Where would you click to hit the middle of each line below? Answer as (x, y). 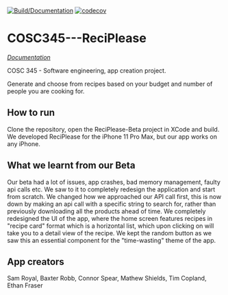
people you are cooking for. (46, 91)
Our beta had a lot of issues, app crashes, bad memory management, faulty (114, 182)
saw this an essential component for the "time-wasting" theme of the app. (112, 240)
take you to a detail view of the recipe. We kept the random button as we (110, 233)
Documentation (29, 57)
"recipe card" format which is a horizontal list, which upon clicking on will (111, 226)
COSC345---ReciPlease (77, 38)
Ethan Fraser (25, 285)
